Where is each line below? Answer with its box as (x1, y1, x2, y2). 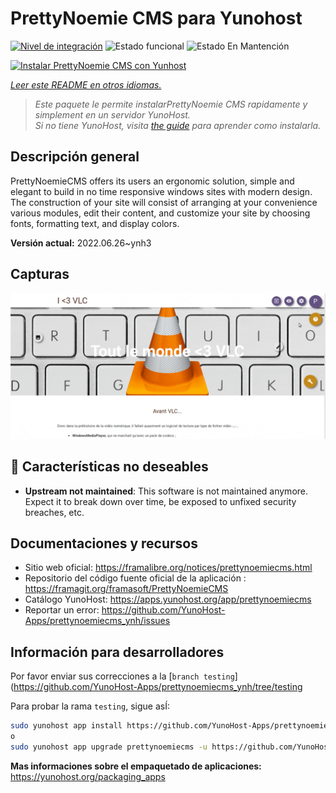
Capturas (10, 266, 70, 283)
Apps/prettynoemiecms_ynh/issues (24, 615, 171, 627)
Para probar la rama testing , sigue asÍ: (10, 700, 170, 712)
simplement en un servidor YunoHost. (34, 108, 191, 121)
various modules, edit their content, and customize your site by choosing (10, 207, 311, 219)
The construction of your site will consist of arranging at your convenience (10, 196, 318, 208)
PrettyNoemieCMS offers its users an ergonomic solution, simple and (10, 175, 295, 187)
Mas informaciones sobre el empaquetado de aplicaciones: (10, 760, 262, 772)
